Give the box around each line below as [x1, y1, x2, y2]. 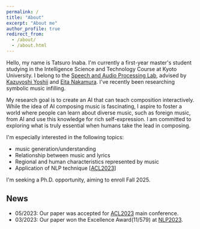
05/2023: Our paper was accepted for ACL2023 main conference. [14, 209, 179, 217]
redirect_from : [6, 31, 44, 37]
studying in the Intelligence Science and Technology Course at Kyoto [6, 65, 177, 72]
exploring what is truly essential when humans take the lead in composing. [6, 122, 191, 129]
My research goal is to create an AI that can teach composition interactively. [6, 96, 195, 103]
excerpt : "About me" [6, 20, 58, 26]
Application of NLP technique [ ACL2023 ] [14, 164, 117, 172]
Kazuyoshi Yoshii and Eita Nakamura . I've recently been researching [6, 78, 175, 85]
